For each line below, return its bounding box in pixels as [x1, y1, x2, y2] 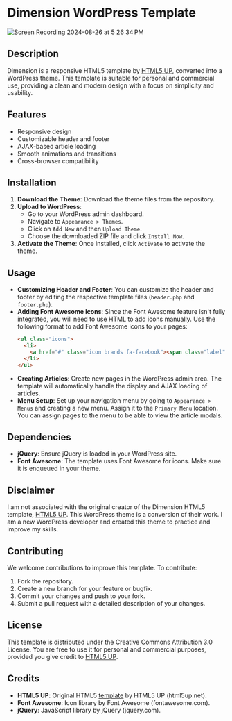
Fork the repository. [17, 577, 74, 585]
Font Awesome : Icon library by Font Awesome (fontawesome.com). [17, 698, 211, 706]
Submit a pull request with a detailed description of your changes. [17, 599, 206, 607]
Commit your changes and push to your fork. [17, 592, 145, 600]
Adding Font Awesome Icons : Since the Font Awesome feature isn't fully [17, 308, 226, 316]
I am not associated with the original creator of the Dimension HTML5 [7, 503, 206, 511]
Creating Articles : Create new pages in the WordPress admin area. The [17, 374, 222, 383]
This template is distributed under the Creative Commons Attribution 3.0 [7, 638, 213, 646]
